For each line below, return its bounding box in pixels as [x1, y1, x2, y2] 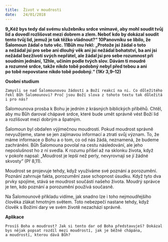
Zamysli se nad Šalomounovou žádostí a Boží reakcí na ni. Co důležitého [5, 88, 163, 93]
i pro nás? [5, 96, 28, 102]
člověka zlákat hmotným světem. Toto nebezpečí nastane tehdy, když [5, 199, 149, 205]
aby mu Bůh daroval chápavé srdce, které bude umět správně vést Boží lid [5, 111, 159, 117]
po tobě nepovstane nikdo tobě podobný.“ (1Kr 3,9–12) [5, 68, 121, 74]
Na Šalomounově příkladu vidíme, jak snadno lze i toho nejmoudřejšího [5, 193, 151, 199]
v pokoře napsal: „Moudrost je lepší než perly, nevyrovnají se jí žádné [5, 153, 148, 159]
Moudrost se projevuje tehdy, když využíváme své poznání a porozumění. [5, 168, 157, 174]
